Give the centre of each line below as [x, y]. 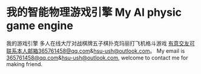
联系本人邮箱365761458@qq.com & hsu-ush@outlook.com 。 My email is [96, 51]
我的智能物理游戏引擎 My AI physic [94, 12]
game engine [40, 26]
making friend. [25, 64]
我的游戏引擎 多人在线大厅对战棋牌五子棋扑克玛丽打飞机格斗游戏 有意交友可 [100, 43]
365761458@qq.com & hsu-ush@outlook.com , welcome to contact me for [97, 58]
